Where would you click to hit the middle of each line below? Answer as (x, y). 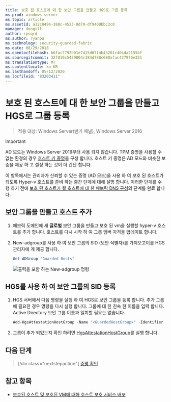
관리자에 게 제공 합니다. (36, 249)
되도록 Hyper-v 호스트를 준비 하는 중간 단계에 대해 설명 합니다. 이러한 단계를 (81, 182)
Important (16, 141)
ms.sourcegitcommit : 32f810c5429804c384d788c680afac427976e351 (74, 57)
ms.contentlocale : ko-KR (32, 67)
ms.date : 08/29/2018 (27, 48)
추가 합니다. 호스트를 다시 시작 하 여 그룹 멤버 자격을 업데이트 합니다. (90, 232)
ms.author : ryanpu (25, 39)
